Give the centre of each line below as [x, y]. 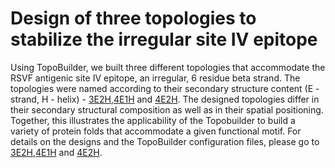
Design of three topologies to [133, 18]
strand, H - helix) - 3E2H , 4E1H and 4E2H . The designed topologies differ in [165, 99]
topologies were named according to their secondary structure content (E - [165, 88]
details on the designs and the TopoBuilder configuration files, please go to [165, 141]
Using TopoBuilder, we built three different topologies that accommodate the [168, 67]
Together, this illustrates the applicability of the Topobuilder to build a [153, 120]
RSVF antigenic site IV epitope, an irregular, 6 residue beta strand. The [155, 78]
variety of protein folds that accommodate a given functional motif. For [156, 131]
